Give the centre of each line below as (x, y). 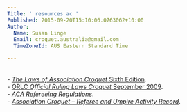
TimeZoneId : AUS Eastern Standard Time (71, 46)
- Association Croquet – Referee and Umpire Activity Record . (94, 101)
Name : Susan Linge (40, 33)
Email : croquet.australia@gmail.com (66, 40)
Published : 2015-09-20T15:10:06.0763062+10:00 (75, 20)
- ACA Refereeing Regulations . (51, 94)
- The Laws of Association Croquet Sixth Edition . (77, 79)
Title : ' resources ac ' (43, 14)
